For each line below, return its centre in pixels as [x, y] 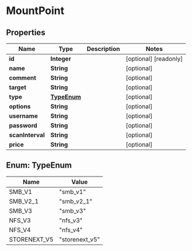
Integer [61, 59]
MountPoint [35, 11]
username [23, 116]
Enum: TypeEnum [39, 165]
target [18, 87]
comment [23, 78]
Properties [26, 33]
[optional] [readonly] [154, 59]
